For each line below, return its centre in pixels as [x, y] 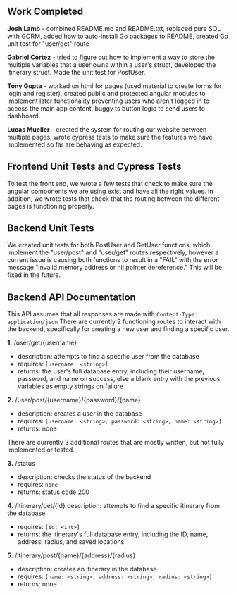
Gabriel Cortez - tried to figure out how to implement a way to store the [111, 57]
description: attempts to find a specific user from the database [108, 357]
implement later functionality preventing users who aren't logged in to [108, 101]
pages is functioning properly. [51, 206]
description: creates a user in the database [80, 414]
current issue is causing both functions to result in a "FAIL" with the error [113, 260]
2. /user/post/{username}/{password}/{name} [74, 400]
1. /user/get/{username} [42, 343]
